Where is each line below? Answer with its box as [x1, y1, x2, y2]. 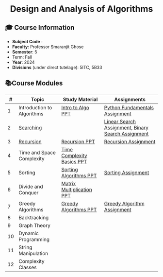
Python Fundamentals [104, 104, 154, 111]
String [18, 244, 33, 251]
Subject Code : [12, 39, 43, 44]
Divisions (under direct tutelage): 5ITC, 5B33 [12, 65, 102, 70]
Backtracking [18, 214, 49, 221]
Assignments [114, 96, 146, 103]
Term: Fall [12, 54, 33, 60]
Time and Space [18, 149, 56, 156]
